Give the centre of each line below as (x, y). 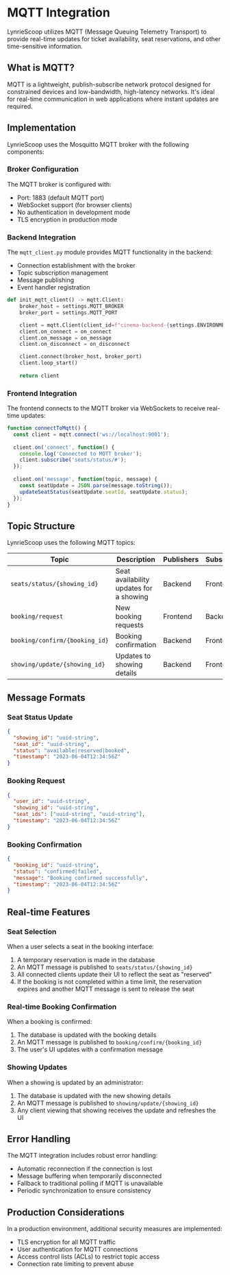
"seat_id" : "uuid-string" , (52, 744)
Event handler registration (53, 288)
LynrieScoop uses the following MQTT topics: (71, 543)
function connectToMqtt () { (47, 428)
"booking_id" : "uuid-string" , (56, 865)
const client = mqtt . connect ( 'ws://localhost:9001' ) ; (91, 434)
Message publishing (46, 280)
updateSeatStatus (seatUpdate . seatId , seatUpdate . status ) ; (104, 492)
